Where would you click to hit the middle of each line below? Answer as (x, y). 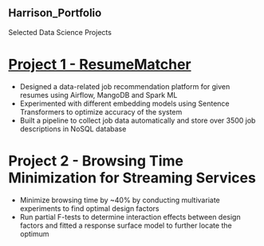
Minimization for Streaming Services (132, 178)
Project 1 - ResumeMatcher (100, 64)
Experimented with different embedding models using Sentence (124, 103)
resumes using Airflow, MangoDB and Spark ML (99, 95)
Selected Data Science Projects (60, 32)
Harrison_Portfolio (55, 13)
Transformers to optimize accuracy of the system (101, 111)
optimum (34, 233)
